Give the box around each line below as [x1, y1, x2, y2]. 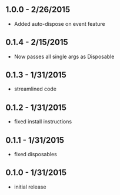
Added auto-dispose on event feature [14, 20, 105, 27]
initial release [14, 183, 46, 190]
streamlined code [14, 85, 57, 93]
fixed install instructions [14, 118, 72, 125]
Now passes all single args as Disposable [14, 53, 115, 60]
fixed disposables [14, 151, 57, 158]
